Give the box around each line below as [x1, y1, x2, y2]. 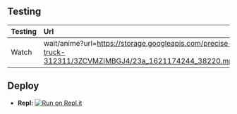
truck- [43, 47, 66, 57]
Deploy [7, 80, 39, 92]
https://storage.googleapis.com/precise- [96, 38, 233, 48]
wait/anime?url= [43, 38, 97, 48]
